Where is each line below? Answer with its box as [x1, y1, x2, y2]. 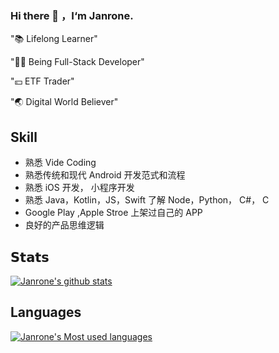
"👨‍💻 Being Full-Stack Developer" [10, 56, 145, 68]
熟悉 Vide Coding [24, 157, 97, 169]
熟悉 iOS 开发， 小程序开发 [24, 182, 135, 194]
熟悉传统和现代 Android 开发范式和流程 [24, 169, 186, 181]
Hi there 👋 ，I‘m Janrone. [10, 8, 134, 22]
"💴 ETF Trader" [10, 75, 75, 87]
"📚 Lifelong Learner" [10, 33, 98, 45]
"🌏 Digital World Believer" [10, 96, 119, 108]
